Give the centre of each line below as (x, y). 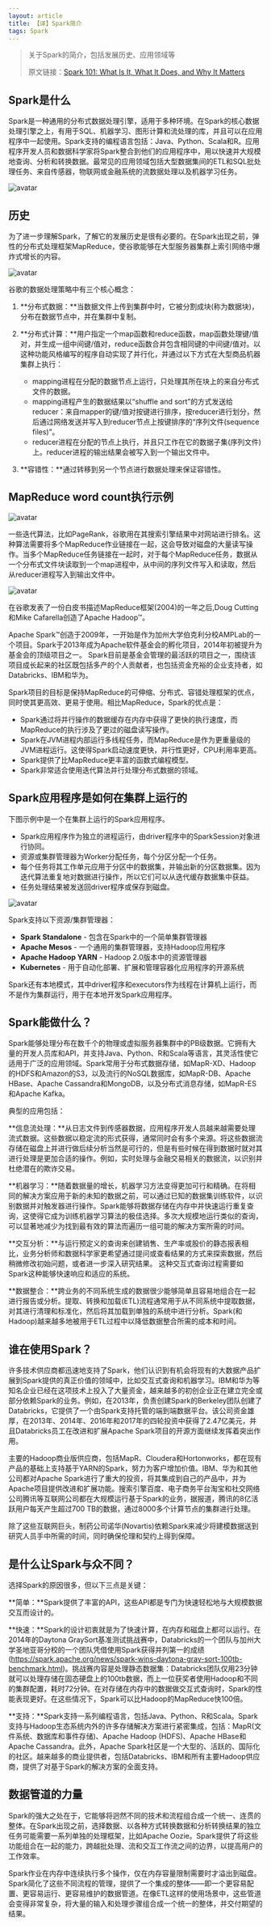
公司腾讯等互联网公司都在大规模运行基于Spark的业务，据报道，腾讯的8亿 (130, 1499)
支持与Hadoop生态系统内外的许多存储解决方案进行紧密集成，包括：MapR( (131, 1726)
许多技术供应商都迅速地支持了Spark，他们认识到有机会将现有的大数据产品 (131, 1370)
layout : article (35, 16)
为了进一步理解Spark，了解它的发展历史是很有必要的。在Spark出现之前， (130, 236)
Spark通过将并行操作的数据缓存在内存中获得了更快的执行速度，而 (129, 719)
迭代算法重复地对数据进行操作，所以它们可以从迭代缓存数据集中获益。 (137, 876)
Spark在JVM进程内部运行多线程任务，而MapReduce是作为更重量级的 (135, 739)
